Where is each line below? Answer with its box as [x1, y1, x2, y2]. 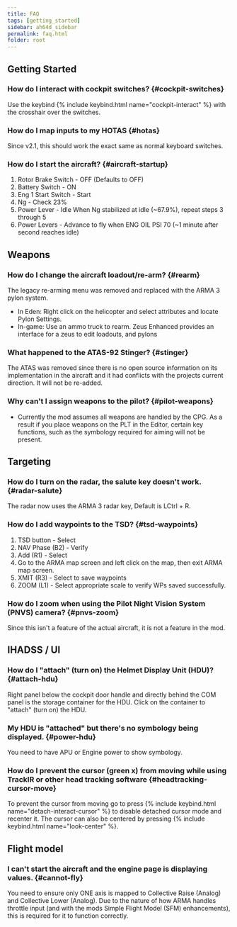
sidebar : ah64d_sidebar [7, 23, 78, 30]
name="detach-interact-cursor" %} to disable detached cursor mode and [7, 807, 221, 816]
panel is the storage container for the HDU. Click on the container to [7, 697, 206, 706]
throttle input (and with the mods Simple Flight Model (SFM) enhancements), [7, 904, 231, 912]
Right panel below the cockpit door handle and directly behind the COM [7, 690, 216, 699]
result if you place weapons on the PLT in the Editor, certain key [17, 420, 204, 429]
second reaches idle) [17, 228, 79, 237]
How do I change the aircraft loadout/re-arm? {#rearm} [7, 270, 200, 280]
